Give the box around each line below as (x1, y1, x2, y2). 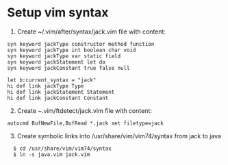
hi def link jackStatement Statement (7, 88, 115, 95)
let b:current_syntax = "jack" (7, 77, 97, 84)
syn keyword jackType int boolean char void (7, 47, 136, 53)
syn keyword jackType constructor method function (7, 40, 155, 47)
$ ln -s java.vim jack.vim (13, 151, 90, 158)
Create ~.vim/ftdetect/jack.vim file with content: (16, 106, 153, 114)
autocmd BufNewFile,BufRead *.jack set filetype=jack (7, 120, 164, 127)
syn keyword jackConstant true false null (7, 64, 130, 71)
